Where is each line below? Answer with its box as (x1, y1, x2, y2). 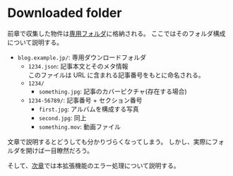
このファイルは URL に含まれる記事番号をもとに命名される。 (28, 71, 205, 79)
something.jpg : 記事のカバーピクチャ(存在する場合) (38, 87, 187, 95)
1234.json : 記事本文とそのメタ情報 (28, 61, 129, 70)
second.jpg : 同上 (38, 113, 87, 122)
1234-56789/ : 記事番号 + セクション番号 (28, 95, 143, 104)
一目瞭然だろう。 (44, 146, 94, 155)
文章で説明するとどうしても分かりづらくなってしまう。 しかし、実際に (7, 137, 213, 146)
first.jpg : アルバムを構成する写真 (38, 105, 139, 113)
